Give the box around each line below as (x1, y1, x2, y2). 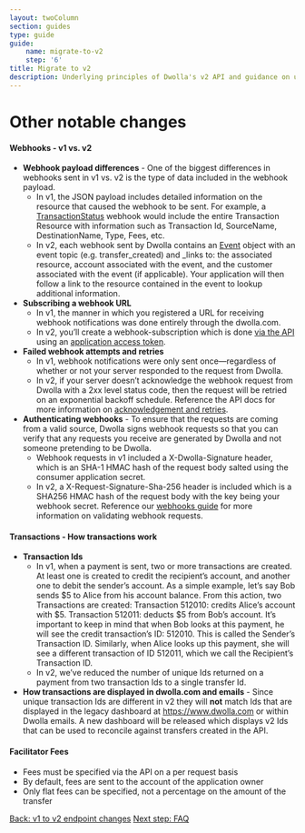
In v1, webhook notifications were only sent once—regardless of (35, 356, 277, 366)
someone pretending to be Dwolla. (22, 443, 152, 454)
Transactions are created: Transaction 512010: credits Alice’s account (35, 599, 296, 610)
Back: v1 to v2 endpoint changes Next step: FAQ (9, 813, 190, 824)
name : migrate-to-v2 (25, 47, 103, 56)
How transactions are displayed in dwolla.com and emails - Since (22, 687, 274, 698)
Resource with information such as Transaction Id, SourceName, (35, 220, 277, 232)
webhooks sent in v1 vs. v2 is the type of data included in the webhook (22, 172, 289, 183)
